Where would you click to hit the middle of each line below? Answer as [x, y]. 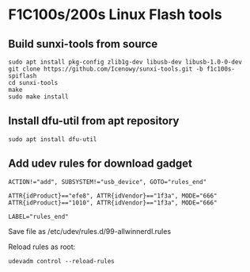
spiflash [23, 76]
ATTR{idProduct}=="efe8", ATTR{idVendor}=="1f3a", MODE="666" [113, 196]
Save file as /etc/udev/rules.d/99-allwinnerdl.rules [90, 231]
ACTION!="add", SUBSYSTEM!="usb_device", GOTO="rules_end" [108, 182]
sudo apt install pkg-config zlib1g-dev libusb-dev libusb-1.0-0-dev [125, 62]
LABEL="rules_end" [38, 216]
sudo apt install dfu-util [53, 139]
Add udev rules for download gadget [100, 164]
